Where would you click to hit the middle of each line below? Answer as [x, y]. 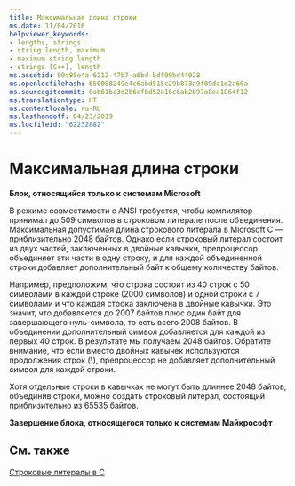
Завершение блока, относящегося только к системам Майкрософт [141, 422]
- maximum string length [55, 59]
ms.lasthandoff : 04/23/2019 [61, 116]
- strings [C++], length [55, 68]
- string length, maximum [57, 51]
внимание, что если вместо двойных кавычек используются [124, 350]
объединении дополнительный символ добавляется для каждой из [137, 331]
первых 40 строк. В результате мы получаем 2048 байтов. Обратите [140, 341]
